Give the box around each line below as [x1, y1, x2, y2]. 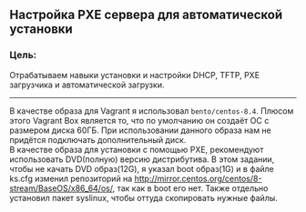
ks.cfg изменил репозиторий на [9, 173, 133, 184]
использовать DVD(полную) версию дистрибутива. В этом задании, [9, 154, 275, 165]
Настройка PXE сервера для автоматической [9, 7, 283, 23]
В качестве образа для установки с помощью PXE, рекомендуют [9, 144, 264, 155]
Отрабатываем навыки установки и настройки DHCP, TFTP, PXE [9, 69, 260, 80]
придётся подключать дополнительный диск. [9, 134, 187, 145]
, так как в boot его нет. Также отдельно [112, 182, 269, 194]
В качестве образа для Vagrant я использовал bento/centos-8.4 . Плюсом [9, 105, 294, 116]
